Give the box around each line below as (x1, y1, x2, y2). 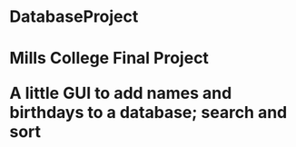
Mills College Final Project (9, 48, 209, 69)
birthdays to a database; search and (9, 103, 288, 123)
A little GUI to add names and (9, 83, 232, 103)
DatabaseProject (9, 6, 139, 27)
